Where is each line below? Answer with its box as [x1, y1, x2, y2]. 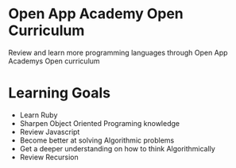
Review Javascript [19, 127, 80, 136]
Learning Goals [8, 84, 111, 102]
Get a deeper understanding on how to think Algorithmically [19, 143, 216, 153]
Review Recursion [19, 152, 79, 162]
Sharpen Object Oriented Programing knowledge [19, 118, 180, 128]
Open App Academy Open [8, 5, 184, 23]
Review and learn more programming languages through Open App [8, 48, 228, 57]
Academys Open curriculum [8, 56, 101, 66]
